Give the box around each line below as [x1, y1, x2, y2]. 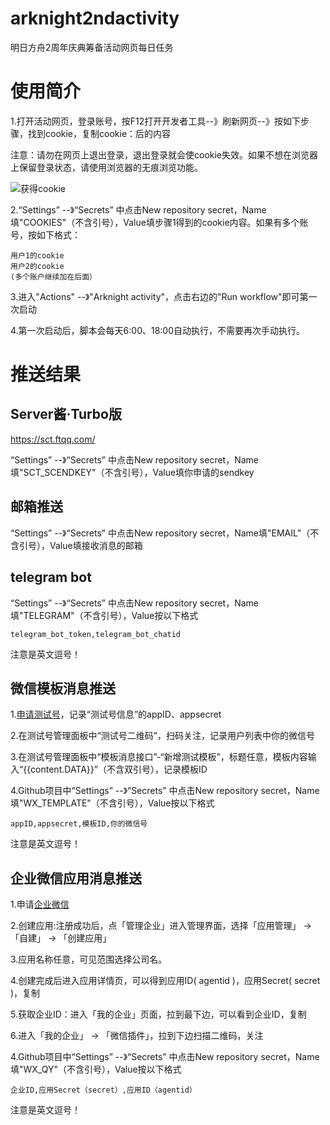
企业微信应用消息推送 [10, 870, 142, 887]
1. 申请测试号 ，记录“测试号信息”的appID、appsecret [10, 708, 222, 721]
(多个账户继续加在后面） [10, 272, 97, 282]
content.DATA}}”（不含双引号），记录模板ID [30, 763, 208, 776]
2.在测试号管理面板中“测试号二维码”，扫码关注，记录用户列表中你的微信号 [10, 730, 315, 742]
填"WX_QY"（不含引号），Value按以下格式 [10, 1063, 182, 1076]
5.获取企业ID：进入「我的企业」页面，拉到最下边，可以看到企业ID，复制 [10, 1008, 307, 1021]
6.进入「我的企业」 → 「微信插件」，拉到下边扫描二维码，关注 [10, 1030, 264, 1042]
